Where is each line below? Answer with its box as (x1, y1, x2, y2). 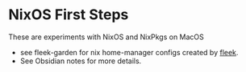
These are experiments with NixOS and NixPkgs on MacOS (8, 32, 204, 42)
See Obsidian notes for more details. (19, 56, 142, 66)
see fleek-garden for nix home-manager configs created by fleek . (19, 47, 239, 57)
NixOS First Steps (8, 6, 129, 24)
